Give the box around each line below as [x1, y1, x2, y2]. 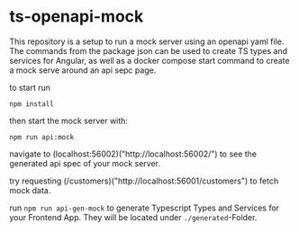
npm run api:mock [9, 132, 75, 141]
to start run [9, 82, 51, 93]
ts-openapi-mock [9, 6, 144, 27]
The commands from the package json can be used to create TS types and [9, 45, 288, 56]
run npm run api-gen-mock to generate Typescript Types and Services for [9, 202, 280, 213]
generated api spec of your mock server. [9, 157, 160, 168]
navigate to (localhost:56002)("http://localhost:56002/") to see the [9, 148, 258, 159]
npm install [9, 99, 54, 109]
